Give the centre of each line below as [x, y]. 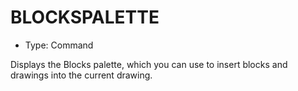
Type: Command [59, 45]
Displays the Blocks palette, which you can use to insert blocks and [149, 64]
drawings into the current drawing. [81, 75]
